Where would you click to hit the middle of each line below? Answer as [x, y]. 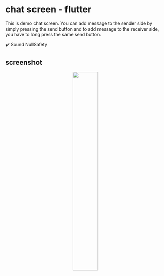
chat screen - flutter [48, 9]
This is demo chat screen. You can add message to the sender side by [79, 23]
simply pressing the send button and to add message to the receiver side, [82, 29]
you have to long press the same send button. [53, 34]
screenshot [24, 62]
